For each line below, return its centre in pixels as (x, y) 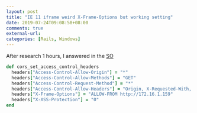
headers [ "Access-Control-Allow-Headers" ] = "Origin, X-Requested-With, (102, 89)
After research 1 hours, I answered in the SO (60, 56)
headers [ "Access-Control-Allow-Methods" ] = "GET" (74, 78)
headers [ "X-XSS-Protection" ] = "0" (55, 100)
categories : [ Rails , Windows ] (43, 39)
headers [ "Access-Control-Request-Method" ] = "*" (72, 83)
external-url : (24, 34)
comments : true (25, 28)
